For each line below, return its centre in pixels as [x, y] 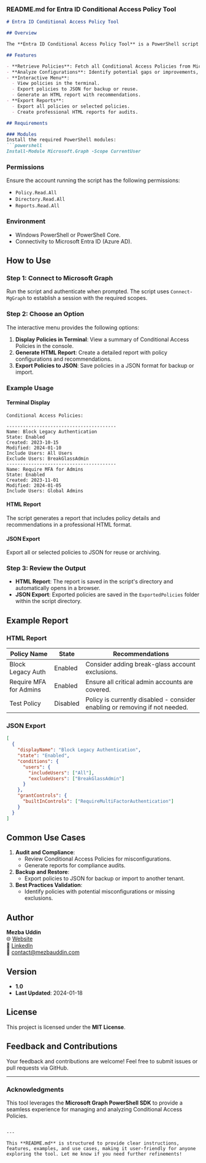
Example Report [37, 621]
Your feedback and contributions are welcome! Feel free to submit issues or [102, 1061]
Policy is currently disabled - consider [141, 700]
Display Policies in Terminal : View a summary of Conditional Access [102, 339]
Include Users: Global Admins [45, 491]
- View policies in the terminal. [56, 84]
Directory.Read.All [40, 199]
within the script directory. [48, 601]
